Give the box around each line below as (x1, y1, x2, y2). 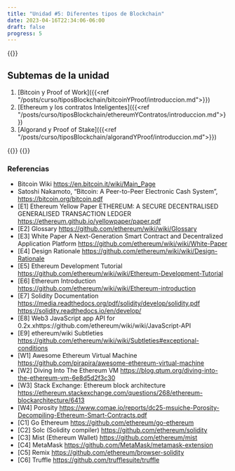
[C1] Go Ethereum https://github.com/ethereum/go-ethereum (17, 418, 194, 427)
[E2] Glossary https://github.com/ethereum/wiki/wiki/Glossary (17, 225, 198, 233)
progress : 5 (7, 29, 42, 37)
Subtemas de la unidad (7, 69, 110, 81)
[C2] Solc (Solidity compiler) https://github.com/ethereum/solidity (17, 426, 208, 434)
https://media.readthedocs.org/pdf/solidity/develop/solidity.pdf (17, 299, 201, 307)
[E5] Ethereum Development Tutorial (17, 262, 123, 270)
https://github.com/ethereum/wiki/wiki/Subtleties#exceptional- (17, 336, 200, 345)
